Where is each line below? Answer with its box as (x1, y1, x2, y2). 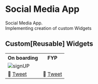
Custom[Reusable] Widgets (5, 40, 93, 48)
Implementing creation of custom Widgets (5, 25, 91, 31)
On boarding (7, 54, 38, 61)
